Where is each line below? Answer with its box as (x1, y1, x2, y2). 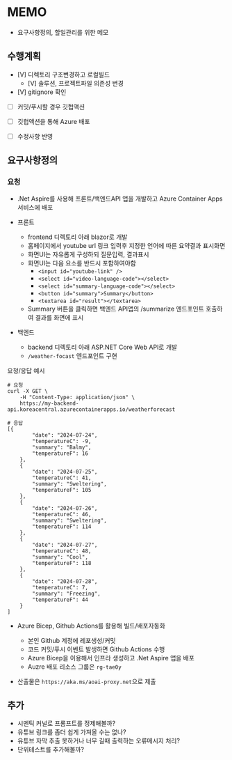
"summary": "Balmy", (32, 444, 92, 451)
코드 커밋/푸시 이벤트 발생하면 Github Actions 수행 (27, 645, 165, 653)
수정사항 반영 (17, 132, 53, 140)
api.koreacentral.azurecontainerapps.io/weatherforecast (7, 405, 176, 413)
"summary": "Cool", (32, 553, 89, 561)
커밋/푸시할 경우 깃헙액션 (17, 102, 85, 111)
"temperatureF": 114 (32, 523, 92, 530)
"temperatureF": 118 (32, 559, 92, 566)
